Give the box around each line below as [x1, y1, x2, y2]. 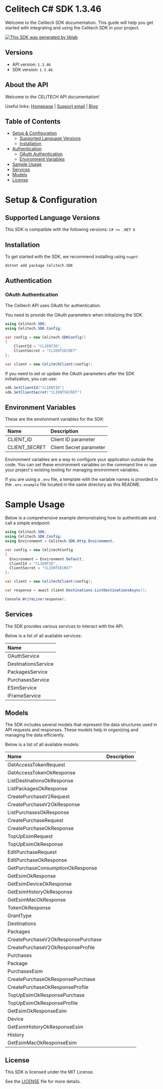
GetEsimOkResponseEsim [7, 1008, 67, 1015]
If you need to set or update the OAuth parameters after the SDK [5, 370, 135, 376]
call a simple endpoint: [5, 520, 50, 526]
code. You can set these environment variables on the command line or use [5, 462, 157, 468]
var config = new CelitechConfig [5, 547, 73, 552]
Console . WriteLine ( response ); [5, 596, 67, 602]
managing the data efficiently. [5, 732, 65, 738]
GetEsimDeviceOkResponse [7, 881, 72, 888]
